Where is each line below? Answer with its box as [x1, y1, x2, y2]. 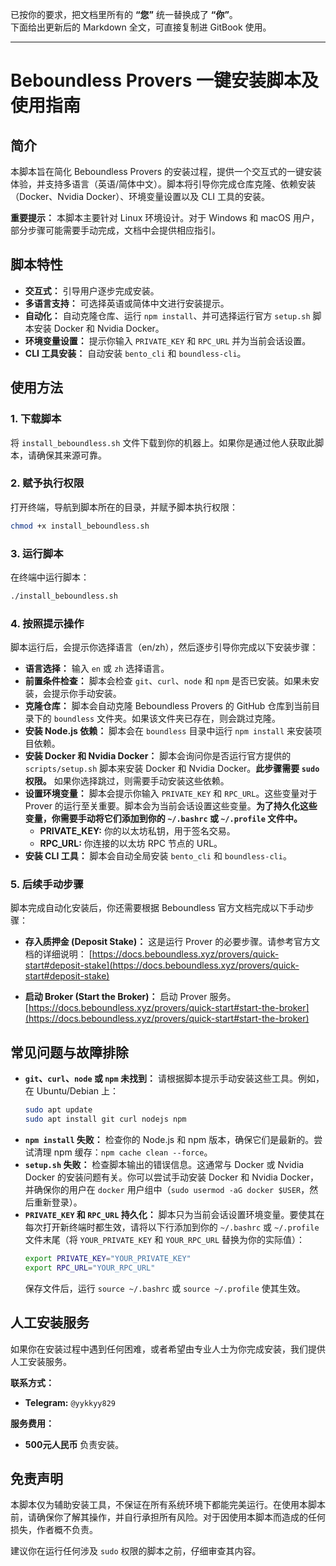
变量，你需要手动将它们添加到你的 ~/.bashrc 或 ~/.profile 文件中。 [24, 813, 303, 825]
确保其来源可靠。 [36, 449, 107, 461]
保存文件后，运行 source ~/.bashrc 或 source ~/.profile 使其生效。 [24, 1282, 306, 1294]
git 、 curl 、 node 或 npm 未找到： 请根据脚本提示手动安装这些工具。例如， [24, 1073, 325, 1085]
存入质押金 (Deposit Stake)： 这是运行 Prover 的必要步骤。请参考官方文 [24, 936, 321, 948]
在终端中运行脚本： [10, 571, 90, 583]
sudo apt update [24, 1105, 93, 1115]
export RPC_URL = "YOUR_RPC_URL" [24, 1263, 156, 1273]
